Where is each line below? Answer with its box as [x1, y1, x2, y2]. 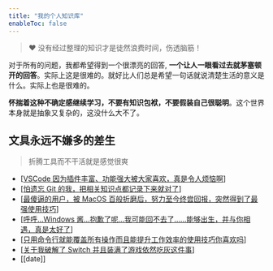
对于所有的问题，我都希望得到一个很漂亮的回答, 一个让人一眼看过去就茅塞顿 [8, 60, 262, 70]
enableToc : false [8, 19, 67, 28]
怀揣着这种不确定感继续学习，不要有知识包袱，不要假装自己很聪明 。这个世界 [8, 97, 265, 107]
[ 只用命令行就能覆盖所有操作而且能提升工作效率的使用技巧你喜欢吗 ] [19, 234, 247, 244]
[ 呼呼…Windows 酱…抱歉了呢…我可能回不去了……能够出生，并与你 [19, 214, 244, 224]
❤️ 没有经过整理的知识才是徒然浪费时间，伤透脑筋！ [28, 42, 202, 53]
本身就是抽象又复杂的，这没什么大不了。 [8, 107, 144, 118]
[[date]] [19, 254, 46, 264]
